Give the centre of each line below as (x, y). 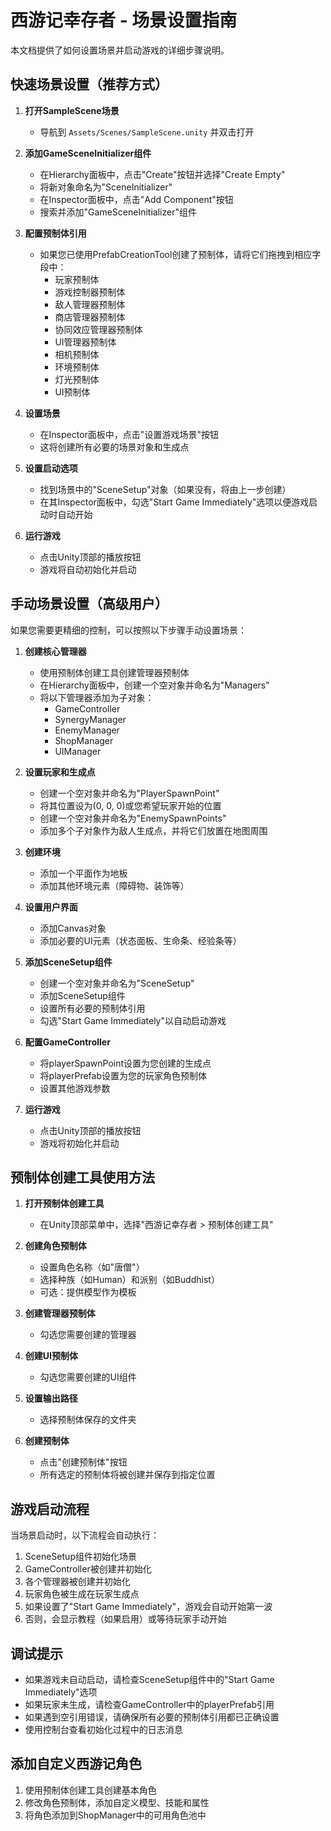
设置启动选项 (51, 468)
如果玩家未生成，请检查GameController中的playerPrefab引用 (149, 1704)
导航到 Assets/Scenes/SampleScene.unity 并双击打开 (147, 132)
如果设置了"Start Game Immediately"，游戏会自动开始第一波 (148, 1607)
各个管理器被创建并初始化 (77, 1582)
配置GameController (67, 1042)
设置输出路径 (51, 1398)
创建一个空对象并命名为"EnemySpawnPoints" (133, 818)
